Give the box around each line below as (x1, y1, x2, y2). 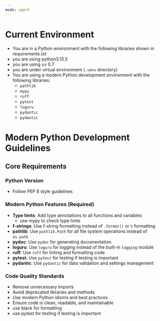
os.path (12, 234, 28, 240)
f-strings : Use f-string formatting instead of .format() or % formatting (12, 223, 156, 229)
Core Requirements (5, 162, 67, 171)
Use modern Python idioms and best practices (12, 295, 108, 301)
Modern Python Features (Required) (5, 201, 95, 208)
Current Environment (5, 28, 95, 40)
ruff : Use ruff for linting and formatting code (12, 249, 105, 255)
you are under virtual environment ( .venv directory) (12, 66, 118, 72)
